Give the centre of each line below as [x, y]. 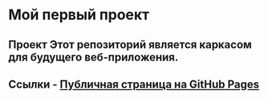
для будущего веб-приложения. [93, 57]
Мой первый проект [79, 15]
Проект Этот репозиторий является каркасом [130, 45]
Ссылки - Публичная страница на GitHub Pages [134, 84]
